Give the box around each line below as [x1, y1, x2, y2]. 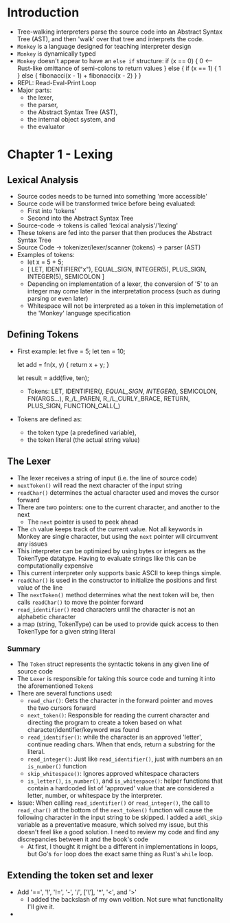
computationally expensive [16, 561, 93, 570]
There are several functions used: [16, 689, 113, 697]
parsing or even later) [27, 294, 89, 302]
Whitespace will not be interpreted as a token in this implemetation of [27, 301, 224, 310]
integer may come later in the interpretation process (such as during [27, 287, 221, 295]
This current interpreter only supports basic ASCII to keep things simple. [16, 568, 222, 577]
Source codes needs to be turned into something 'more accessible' [16, 192, 208, 200]
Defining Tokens [7, 329, 79, 341]
